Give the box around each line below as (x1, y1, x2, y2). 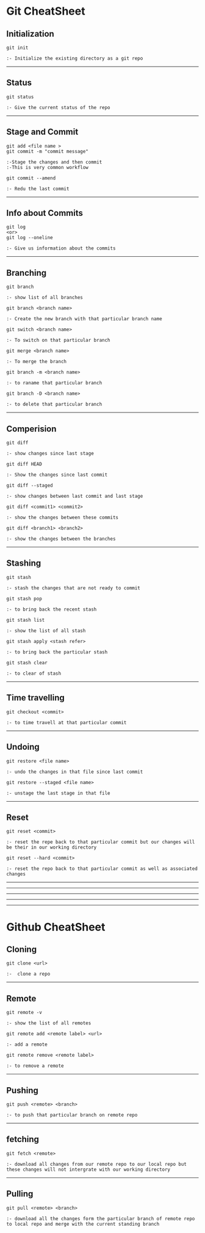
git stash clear (6, 660, 48, 666)
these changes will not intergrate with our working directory (6, 1166, 171, 1173)
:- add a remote (6, 1041, 48, 1048)
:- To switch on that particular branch (6, 337, 111, 343)
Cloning (6, 944, 37, 954)
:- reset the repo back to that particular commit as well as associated (6, 866, 198, 872)
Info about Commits (6, 208, 84, 218)
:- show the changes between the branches (6, 536, 116, 542)
